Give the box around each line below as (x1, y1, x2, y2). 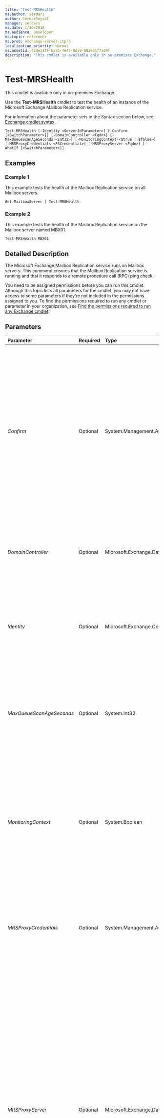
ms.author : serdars (5, 12, 45, 17)
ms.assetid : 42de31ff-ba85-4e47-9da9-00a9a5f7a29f (5, 48, 110, 53)
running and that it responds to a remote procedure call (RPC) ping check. (5, 273, 154, 279)
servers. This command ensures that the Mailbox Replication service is (5, 268, 147, 274)
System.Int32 (104, 709, 136, 716)
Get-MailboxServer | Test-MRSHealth (5, 199, 80, 204)
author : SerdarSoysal (5, 16, 49, 21)
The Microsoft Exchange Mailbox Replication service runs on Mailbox (5, 262, 144, 269)
